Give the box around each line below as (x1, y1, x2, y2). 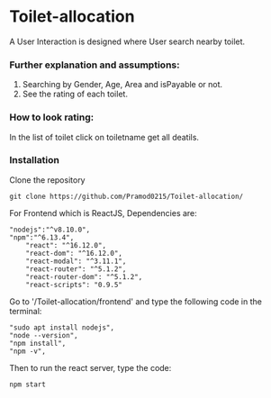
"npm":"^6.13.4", (9, 232, 75, 242)
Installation (9, 154, 60, 167)
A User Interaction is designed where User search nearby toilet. (9, 36, 246, 47)
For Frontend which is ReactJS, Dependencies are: (9, 207, 198, 218)
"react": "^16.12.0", (25, 240, 106, 249)
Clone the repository (9, 174, 86, 185)
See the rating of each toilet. (22, 88, 129, 100)
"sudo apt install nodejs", (9, 322, 115, 332)
